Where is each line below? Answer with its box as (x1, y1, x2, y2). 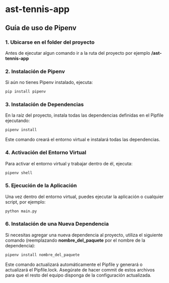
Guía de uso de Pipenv (5, 24, 77, 32)
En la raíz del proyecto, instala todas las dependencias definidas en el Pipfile (5, 112, 164, 119)
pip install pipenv (5, 89, 46, 94)
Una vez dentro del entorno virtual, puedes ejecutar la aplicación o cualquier (5, 194, 164, 200)
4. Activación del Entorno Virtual (5, 149, 87, 156)
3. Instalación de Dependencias (5, 101, 84, 108)
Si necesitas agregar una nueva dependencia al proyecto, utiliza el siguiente (5, 232, 163, 238)
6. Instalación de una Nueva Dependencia (5, 220, 109, 227)
